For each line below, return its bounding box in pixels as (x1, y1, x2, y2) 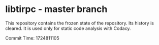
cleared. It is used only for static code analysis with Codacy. (5, 25, 131, 31)
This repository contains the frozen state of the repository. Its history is (5, 20, 154, 26)
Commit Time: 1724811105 (5, 35, 59, 41)
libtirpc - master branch (5, 3, 108, 15)
